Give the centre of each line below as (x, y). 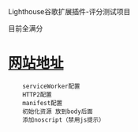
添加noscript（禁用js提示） (63, 120)
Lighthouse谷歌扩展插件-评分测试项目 (69, 11)
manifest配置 (43, 103)
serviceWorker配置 (51, 86)
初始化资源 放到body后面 (58, 111)
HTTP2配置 (37, 94)
